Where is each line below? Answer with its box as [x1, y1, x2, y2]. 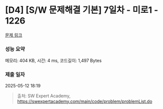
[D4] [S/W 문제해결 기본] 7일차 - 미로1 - [5, 4, 159, 16]
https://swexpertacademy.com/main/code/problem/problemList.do [17, 98, 153, 104]
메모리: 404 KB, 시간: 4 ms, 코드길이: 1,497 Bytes [5, 57, 102, 64]
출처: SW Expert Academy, [17, 93, 71, 99]
